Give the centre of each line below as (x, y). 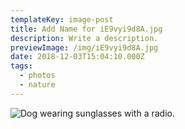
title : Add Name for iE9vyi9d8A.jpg (86, 29)
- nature (37, 85)
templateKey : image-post (62, 19)
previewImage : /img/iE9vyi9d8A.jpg (84, 47)
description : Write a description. (84, 38)
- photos (37, 76)
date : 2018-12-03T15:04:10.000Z (77, 57)
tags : (21, 66)
